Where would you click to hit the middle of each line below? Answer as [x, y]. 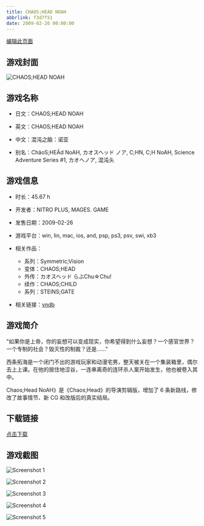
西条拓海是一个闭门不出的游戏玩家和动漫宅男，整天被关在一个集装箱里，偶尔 [102, 361]
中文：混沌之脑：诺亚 [42, 139]
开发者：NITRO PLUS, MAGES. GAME [62, 210]
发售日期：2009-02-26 [44, 222]
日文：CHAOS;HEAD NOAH [49, 114]
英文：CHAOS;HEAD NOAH [49, 126]
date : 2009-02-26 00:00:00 [40, 23]
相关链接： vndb [35, 304]
